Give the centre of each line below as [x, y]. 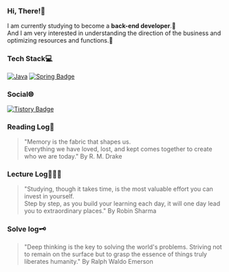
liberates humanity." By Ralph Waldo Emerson [88, 261]
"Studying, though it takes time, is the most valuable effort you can [118, 189]
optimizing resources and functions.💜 [60, 41]
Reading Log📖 [31, 126]
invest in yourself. [49, 196]
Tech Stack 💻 [30, 59]
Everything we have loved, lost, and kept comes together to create [118, 149]
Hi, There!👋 [26, 11]
